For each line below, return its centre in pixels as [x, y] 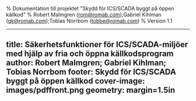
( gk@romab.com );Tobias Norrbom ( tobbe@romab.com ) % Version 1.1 [89, 21]
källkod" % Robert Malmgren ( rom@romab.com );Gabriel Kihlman [84, 15]
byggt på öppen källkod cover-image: [76, 81]
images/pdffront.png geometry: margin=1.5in [91, 90]
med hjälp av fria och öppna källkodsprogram [90, 54]
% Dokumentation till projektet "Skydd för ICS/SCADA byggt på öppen [90, 8]
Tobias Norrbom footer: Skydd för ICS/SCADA [91, 72]
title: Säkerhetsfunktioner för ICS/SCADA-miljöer [97, 45]
